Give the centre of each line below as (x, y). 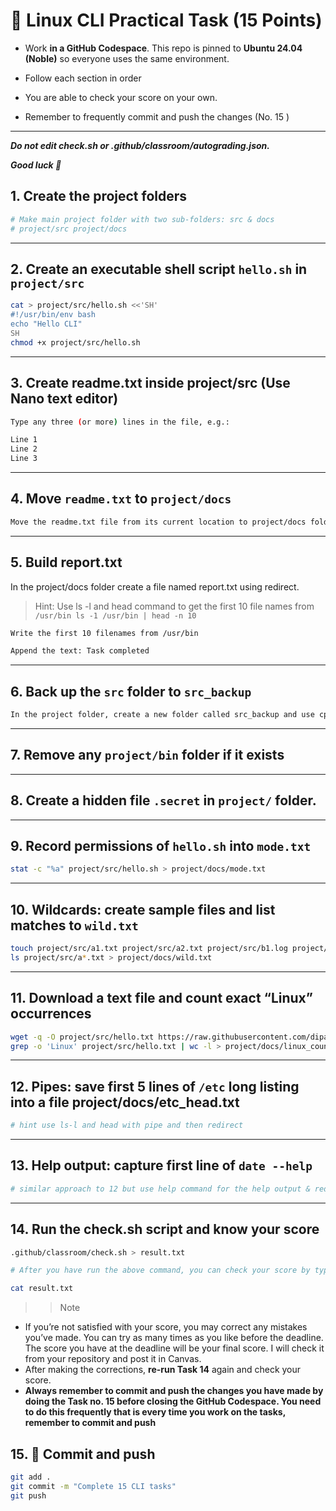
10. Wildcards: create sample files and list (143, 909)
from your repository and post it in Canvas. (113, 1359)
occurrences (51, 1014)
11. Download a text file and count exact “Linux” (161, 998)
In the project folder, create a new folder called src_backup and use (162, 715)
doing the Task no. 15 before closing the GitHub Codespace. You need (173, 1401)
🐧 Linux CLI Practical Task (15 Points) (166, 20)
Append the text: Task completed (80, 651)
